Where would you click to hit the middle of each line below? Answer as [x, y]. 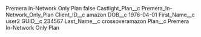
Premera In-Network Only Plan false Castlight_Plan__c [73, 8]
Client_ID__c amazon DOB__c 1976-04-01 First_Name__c [125, 15]
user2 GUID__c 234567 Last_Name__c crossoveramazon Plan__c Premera [97, 21]
